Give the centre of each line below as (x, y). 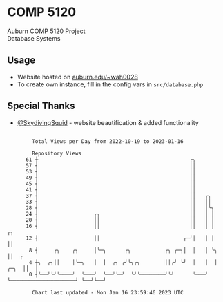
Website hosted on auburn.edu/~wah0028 (77, 77)
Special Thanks (41, 106)
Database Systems (34, 38)
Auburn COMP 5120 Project (46, 31)
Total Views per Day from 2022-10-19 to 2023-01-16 (108, 141)
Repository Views (57, 153)
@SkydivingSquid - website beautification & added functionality (108, 122)
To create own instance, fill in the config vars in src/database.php (110, 84)
